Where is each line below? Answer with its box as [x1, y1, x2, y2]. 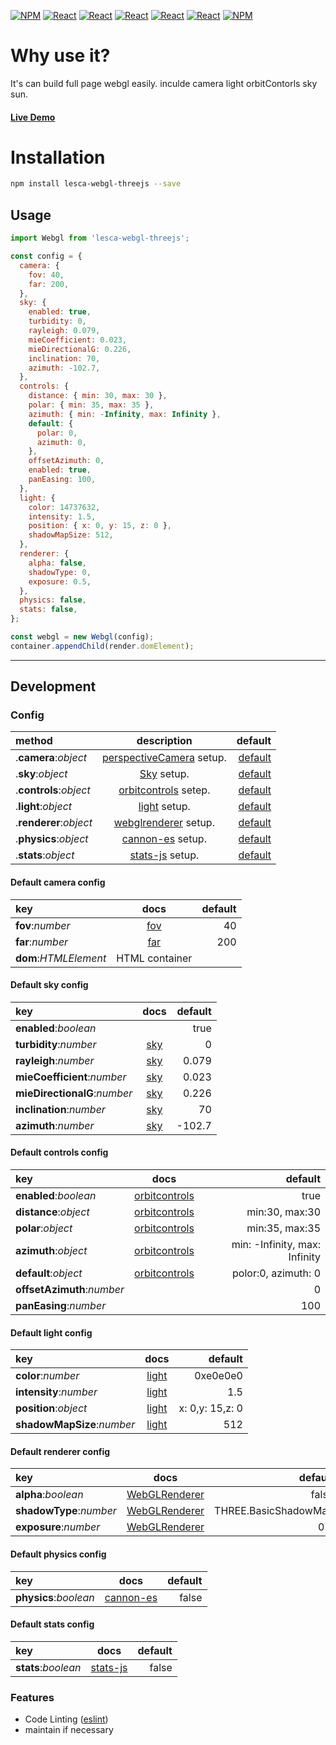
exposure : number [15, 1520, 101, 1534]
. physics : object [15, 832, 89, 846]
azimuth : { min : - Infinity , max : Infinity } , [28, 409, 222, 419]
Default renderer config [10, 1445, 111, 1457]
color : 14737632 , [28, 502, 101, 512]
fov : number [15, 918, 71, 932]
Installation [10, 146, 106, 169]
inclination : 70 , [28, 353, 101, 364]
